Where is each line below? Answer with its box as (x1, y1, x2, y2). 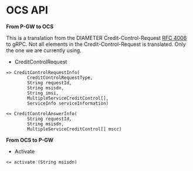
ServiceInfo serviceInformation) (27, 100, 109, 106)
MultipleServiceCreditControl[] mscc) (27, 126, 122, 132)
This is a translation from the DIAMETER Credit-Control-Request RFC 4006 (6, 34, 187, 41)
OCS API (6, 4, 49, 17)
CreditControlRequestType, (27, 75, 93, 81)
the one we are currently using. (6, 46, 82, 53)
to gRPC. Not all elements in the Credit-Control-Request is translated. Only (6, 41, 186, 48)
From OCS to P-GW (6, 136, 54, 143)
